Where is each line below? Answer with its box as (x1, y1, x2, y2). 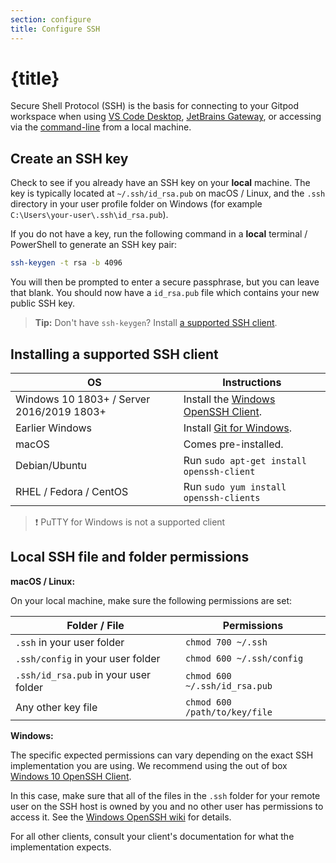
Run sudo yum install (183, 479, 287, 493)
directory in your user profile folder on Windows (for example (10, 198, 263, 210)
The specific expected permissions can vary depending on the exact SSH (10, 749, 314, 761)
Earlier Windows (15, 421, 93, 435)
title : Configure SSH (10, 24, 101, 34)
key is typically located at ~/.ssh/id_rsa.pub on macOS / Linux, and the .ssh (10, 187, 326, 200)
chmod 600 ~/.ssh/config (184, 652, 304, 664)
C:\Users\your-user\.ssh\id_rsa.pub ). (10, 209, 169, 221)
